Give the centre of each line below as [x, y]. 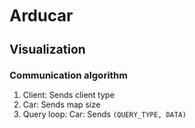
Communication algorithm [69, 75]
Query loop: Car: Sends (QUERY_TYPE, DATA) [104, 113]
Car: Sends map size [62, 104]
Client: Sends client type [69, 94]
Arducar [41, 16]
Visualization [48, 49]
